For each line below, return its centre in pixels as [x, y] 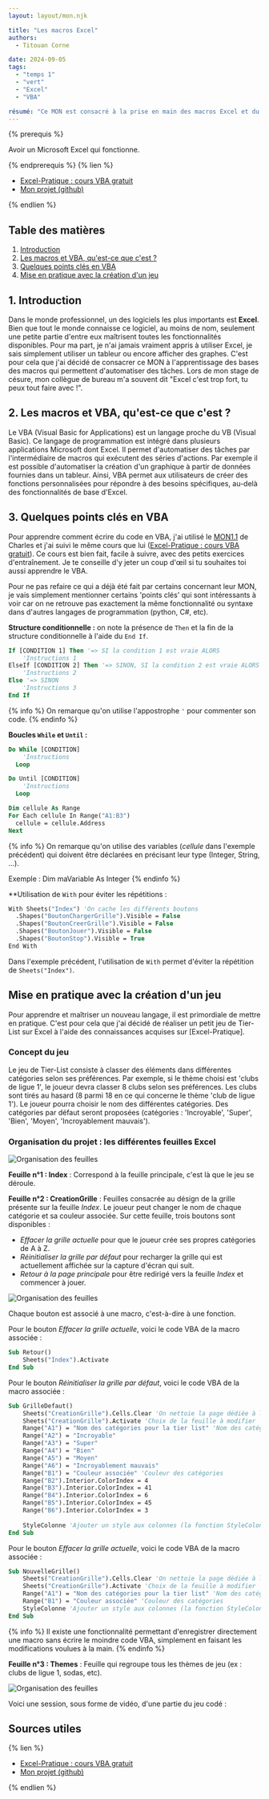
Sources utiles [45, 1729]
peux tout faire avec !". [46, 388]
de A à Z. [35, 1249]
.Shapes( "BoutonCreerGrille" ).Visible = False [94, 924]
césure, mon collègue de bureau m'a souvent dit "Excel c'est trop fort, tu [128, 379]
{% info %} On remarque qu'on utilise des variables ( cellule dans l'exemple [132, 846]
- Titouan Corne [42, 45]
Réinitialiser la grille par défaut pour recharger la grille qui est [121, 1257]
